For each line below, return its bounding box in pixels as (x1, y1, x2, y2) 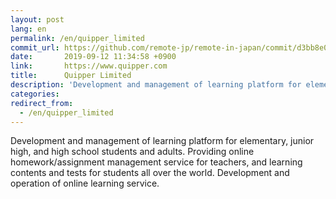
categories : (10, 89, 60, 99)
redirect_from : (10, 98, 74, 108)
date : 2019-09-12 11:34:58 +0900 (10, 52, 177, 62)
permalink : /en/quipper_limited (10, 33, 145, 43)
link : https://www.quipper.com (10, 61, 168, 71)
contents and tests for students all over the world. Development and (10, 167, 290, 179)
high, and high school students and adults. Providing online (10, 146, 255, 158)
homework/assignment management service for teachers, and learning (10, 156, 303, 168)
